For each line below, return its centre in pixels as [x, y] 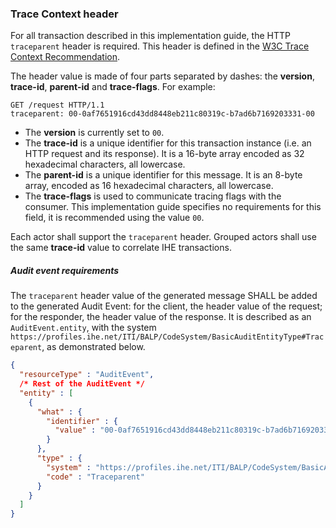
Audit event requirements [65, 270]
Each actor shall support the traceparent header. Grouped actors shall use [163, 237]
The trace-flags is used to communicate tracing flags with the [153, 196]
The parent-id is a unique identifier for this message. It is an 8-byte [163, 175]
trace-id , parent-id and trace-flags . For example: [113, 87]
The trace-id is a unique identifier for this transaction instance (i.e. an [168, 143]
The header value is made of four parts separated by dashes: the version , [162, 76]
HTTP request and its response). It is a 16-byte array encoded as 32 [164, 154]
